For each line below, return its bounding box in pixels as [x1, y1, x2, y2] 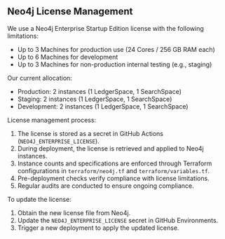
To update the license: [7, 195, 71, 203]
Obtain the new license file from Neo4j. [17, 208, 131, 217]
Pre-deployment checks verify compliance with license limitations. [17, 174, 210, 182]
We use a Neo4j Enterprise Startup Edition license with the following [7, 24, 205, 32]
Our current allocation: [7, 74, 72, 82]
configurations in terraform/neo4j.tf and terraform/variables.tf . [17, 166, 210, 175]
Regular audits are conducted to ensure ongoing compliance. [17, 182, 194, 190]
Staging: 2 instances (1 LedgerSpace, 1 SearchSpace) [17, 95, 172, 103]
